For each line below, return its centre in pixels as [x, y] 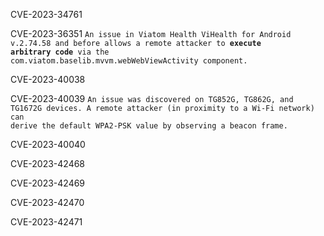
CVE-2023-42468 [48, 163]
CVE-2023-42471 [46, 222]
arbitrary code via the [60, 52]
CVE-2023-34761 [46, 14]
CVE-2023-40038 [48, 79]
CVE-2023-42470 [47, 202]
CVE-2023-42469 [48, 183]
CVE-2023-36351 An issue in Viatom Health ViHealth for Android [151, 33]
